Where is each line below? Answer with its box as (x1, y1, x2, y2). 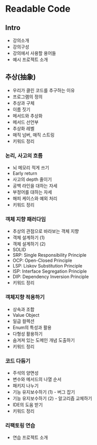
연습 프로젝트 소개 (12, 434, 48, 440)
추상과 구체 (12, 100, 35, 106)
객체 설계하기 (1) (12, 234, 45, 241)
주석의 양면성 (12, 370, 39, 376)
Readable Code (5, 3, 71, 15)
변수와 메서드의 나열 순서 (12, 376, 62, 382)
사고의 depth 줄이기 (12, 176, 52, 183)
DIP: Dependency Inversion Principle (12, 274, 89, 280)
